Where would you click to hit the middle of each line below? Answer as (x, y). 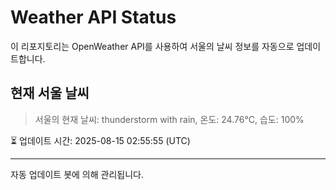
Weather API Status (93, 17)
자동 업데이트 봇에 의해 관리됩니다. (77, 174)
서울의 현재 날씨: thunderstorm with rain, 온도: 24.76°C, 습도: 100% (169, 119)
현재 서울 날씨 (50, 93)
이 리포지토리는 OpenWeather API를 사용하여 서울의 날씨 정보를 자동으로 (152, 46)
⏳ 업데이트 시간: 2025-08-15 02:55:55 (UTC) (100, 140)
